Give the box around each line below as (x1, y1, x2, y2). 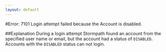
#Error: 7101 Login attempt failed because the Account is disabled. (5, 21, 142, 27)
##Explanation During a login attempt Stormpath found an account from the (5, 30, 161, 36)
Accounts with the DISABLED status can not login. (5, 41, 105, 47)
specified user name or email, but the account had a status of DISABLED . (5, 36, 153, 42)
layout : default (5, 7, 39, 12)
